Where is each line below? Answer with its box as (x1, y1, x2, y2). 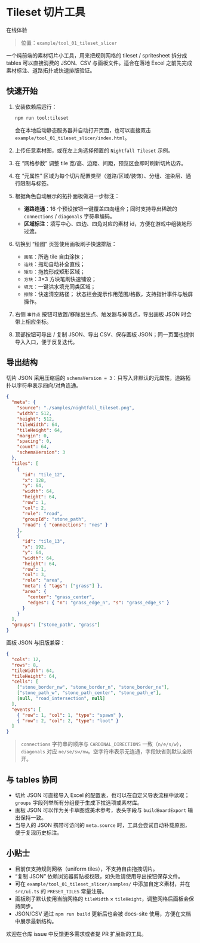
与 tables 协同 (6, 774, 58, 784)
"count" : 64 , (17, 444, 50, 450)
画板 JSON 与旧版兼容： (6, 639, 66, 646)
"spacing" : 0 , (17, 438, 52, 445)
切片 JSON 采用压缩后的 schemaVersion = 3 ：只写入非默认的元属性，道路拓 (6, 375, 191, 382)
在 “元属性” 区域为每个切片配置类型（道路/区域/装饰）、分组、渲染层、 (14, 172, 186, 180)
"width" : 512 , (17, 410, 52, 416)
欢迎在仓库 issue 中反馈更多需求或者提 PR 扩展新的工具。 (6, 930, 147, 937)
